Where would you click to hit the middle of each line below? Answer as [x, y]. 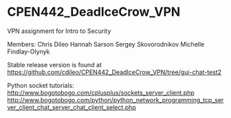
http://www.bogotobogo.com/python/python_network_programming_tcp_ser [115, 99]
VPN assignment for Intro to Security [59, 31]
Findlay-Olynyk [29, 51]
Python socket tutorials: [41, 85]
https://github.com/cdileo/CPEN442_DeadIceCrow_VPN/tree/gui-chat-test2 [114, 72]
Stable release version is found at [54, 64]
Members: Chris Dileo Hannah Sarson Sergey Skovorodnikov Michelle [106, 44]
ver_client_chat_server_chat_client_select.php [71, 107]
